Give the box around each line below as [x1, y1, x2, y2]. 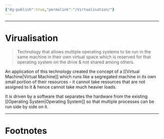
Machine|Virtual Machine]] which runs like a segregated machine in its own [5, 73, 156, 79]
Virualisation [5, 33, 59, 44]
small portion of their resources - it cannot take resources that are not [5, 79, 145, 85]
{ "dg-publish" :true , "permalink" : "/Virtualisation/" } [5, 7, 115, 12]
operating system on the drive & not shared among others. [17, 59, 135, 65]
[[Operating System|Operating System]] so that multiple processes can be [5, 98, 155, 104]
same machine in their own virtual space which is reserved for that [17, 54, 151, 60]
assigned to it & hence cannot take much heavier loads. [5, 84, 117, 90]
